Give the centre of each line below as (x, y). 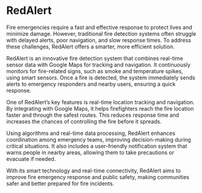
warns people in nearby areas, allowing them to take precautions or (90, 152)
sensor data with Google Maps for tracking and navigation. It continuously (98, 65)
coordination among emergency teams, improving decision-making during (99, 139)
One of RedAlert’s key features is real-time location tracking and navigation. (100, 102)
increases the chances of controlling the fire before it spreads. (84, 121)
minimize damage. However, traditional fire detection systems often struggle (101, 33)
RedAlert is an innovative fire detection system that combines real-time (95, 58)
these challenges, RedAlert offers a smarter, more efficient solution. (90, 47)
